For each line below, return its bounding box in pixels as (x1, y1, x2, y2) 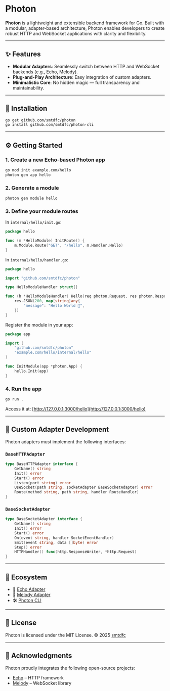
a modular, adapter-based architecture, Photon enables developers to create (5, 25, 165, 31)
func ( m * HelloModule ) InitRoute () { (5, 238, 85, 243)
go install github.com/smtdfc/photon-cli (5, 122, 94, 127)
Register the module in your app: (5, 321, 73, 328)
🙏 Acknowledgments (5, 652, 72, 660)
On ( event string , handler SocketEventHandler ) (14, 535, 114, 540)
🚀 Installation (5, 104, 48, 113)
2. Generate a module (5, 184, 59, 191)
